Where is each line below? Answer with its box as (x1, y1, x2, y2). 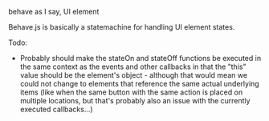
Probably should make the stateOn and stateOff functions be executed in (19, 54, 262, 63)
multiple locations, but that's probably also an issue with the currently (19, 96, 251, 105)
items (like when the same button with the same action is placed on (19, 87, 243, 97)
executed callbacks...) (19, 104, 94, 114)
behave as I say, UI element (8, 7, 100, 16)
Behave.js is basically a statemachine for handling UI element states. (8, 22, 235, 31)
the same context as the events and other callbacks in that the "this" (19, 62, 247, 71)
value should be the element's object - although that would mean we (19, 71, 247, 79)
